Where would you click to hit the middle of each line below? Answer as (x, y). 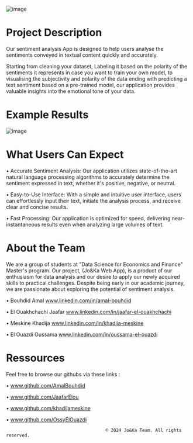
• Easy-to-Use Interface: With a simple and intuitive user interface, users (94, 194)
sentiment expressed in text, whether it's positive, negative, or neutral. (91, 183)
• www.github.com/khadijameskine (48, 408)
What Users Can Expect (65, 155)
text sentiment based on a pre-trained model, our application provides (91, 85)
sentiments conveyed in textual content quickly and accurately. (82, 55)
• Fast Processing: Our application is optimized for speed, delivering (88, 218)
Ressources (36, 358)
